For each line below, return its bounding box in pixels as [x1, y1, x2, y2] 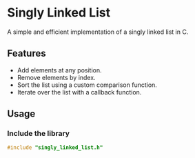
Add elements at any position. [17, 66, 102, 74]
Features [7, 48, 46, 59]
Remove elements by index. [17, 73, 96, 81]
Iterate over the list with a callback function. [17, 88, 142, 96]
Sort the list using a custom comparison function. [17, 81, 157, 89]
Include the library [7, 129, 70, 139]
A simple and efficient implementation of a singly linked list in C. [7, 28, 189, 36]
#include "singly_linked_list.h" [7, 144, 103, 151]
